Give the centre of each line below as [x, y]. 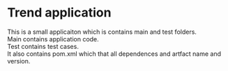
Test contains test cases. [43, 46]
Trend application [59, 13]
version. [19, 61]
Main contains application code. [53, 39]
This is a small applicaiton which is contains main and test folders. [102, 32]
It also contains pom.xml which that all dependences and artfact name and [114, 54]
